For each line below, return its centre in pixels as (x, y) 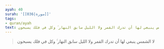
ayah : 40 (14, 9)
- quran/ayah (18, 23)
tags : (10, 18)
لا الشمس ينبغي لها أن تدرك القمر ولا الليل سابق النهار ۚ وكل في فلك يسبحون (86, 41)
